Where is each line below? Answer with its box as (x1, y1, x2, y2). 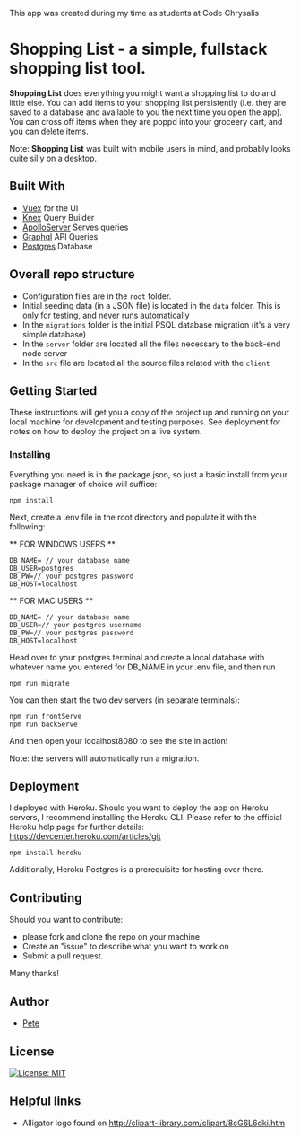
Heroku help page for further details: (9, 821, 145, 833)
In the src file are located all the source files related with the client (21, 357, 270, 368)
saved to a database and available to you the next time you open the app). (9, 107, 282, 118)
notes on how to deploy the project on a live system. (9, 426, 202, 437)
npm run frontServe (9, 712, 82, 721)
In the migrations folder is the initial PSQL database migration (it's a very (21, 319, 291, 330)
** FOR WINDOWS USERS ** (9, 538, 116, 549)
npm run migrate (9, 678, 70, 687)
